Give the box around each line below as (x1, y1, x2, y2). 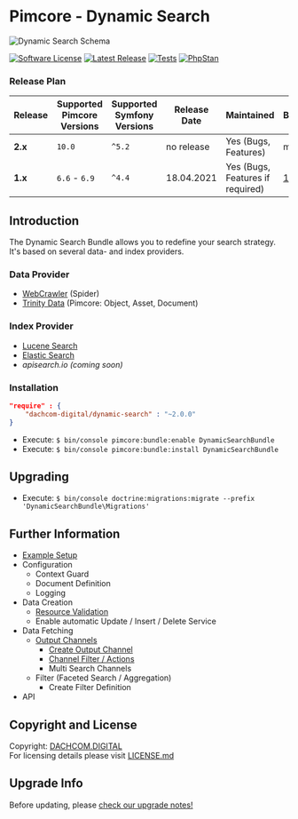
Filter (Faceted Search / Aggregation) (35, 672, 172, 683)
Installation (9, 381, 59, 394)
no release (165, 140, 210, 153)
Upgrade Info (9, 775, 83, 791)
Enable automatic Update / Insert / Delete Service (35, 616, 217, 627)
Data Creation (21, 597, 74, 608)
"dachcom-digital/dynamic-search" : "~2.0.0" (25, 409, 197, 418)
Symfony (114, 109, 154, 122)
